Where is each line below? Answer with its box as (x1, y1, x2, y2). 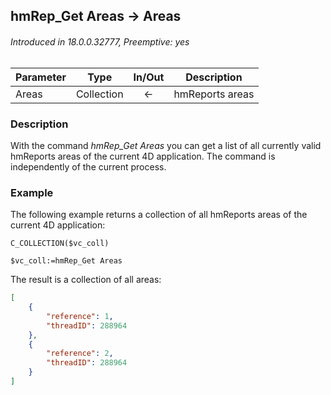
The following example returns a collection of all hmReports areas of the (10, 209, 308, 221)
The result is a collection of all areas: (10, 274, 162, 286)
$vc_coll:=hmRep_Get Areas (10, 256, 123, 266)
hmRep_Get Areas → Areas (10, 8, 182, 25)
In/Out (133, 70, 165, 84)
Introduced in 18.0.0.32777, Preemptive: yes (10, 35, 190, 48)
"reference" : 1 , (46, 311, 114, 321)
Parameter (15, 70, 67, 84)
